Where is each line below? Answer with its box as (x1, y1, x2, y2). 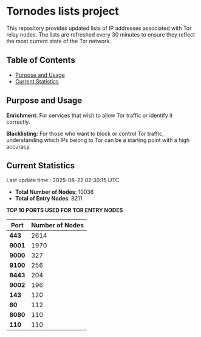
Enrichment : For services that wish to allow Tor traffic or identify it (6, 112, 173, 119)
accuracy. (6, 143, 32, 150)
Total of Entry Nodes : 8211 (15, 195, 83, 202)
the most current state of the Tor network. (6, 37, 111, 44)
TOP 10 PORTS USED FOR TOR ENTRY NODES (6, 207, 123, 214)
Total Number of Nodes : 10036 (15, 188, 94, 196)
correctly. (6, 118, 30, 126)
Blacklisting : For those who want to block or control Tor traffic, (6, 130, 164, 137)
